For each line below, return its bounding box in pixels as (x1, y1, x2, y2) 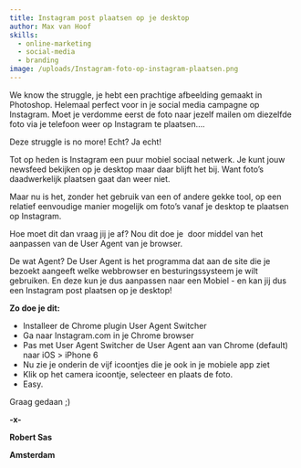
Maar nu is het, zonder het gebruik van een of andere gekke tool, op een (9, 191, 282, 202)
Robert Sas (9, 431, 53, 442)
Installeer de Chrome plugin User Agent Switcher (22, 320, 207, 331)
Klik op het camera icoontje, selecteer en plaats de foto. (22, 368, 234, 379)
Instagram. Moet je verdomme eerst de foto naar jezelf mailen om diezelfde (9, 109, 292, 120)
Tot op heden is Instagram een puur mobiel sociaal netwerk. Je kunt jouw (9, 154, 285, 165)
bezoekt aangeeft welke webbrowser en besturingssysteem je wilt (9, 265, 258, 276)
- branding (17, 56, 59, 65)
